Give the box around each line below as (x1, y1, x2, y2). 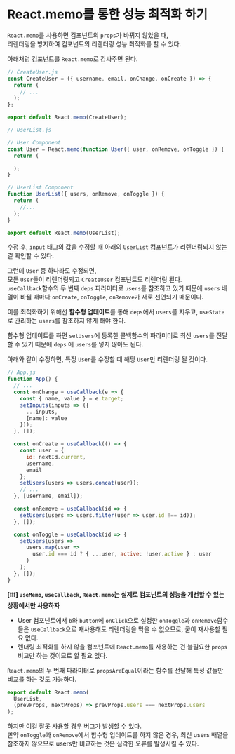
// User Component (7, 139, 61, 146)
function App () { (7, 376, 58, 383)
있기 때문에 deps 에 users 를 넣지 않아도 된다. (22, 340, 144, 349)
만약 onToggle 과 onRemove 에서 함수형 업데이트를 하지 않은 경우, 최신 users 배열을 (7, 731, 229, 739)
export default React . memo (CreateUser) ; (7, 114, 128, 121)
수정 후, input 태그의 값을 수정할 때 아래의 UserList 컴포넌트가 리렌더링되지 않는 (7, 243, 228, 251)
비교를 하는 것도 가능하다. (7, 675, 77, 683)
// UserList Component (7, 184, 74, 191)
